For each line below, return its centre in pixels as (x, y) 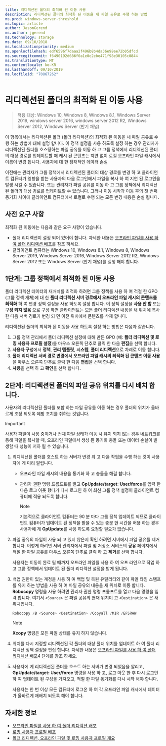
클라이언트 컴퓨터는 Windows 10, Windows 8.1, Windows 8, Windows (81, 250)
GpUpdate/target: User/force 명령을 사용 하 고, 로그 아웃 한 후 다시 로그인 (85, 673)
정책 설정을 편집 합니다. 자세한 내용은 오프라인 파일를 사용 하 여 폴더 (91, 650)
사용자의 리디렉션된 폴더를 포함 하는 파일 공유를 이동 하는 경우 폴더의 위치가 (78, 407)
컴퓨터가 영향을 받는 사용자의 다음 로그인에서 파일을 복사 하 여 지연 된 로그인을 (85, 178)
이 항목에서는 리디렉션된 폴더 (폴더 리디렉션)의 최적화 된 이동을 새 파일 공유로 (79, 137)
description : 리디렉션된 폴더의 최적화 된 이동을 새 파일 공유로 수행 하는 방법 (76, 14)
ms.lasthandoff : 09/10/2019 (34, 70)
